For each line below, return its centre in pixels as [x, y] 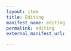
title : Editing [25, 17]
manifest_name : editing [36, 23]
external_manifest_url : [36, 34]
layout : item [22, 12]
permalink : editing [30, 28]
